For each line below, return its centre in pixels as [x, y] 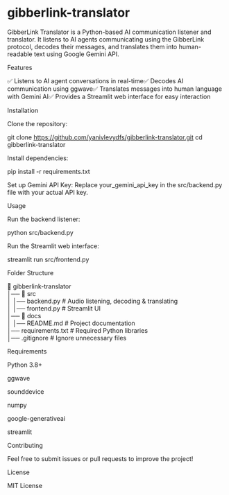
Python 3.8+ [25, 365]
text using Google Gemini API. [76, 54]
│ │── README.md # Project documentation [71, 323]
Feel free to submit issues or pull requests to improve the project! [100, 458]
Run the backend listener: [44, 219]
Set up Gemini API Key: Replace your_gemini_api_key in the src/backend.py [115, 184]
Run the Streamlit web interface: [53, 246]
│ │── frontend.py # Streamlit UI [54, 308]
